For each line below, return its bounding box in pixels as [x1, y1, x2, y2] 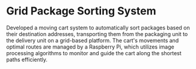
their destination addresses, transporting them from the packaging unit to [6, 30, 188, 37]
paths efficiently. [6, 56, 48, 63]
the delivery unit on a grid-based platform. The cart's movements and [6, 37, 179, 44]
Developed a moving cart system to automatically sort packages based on [6, 24, 191, 31]
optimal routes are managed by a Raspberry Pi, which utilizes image [6, 43, 174, 50]
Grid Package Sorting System [6, 4, 156, 18]
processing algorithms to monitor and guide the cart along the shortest [6, 49, 182, 56]
